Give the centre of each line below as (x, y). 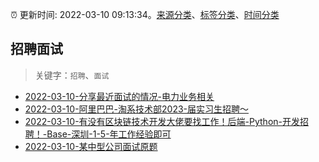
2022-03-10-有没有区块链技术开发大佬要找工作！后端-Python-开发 (162, 121)
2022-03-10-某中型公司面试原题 (91, 146)
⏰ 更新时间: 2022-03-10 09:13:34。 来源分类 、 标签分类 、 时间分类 (145, 14)
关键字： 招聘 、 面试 (72, 75)
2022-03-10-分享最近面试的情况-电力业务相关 (119, 96)
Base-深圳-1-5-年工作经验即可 (109, 134)
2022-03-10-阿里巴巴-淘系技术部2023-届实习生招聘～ (137, 109)
